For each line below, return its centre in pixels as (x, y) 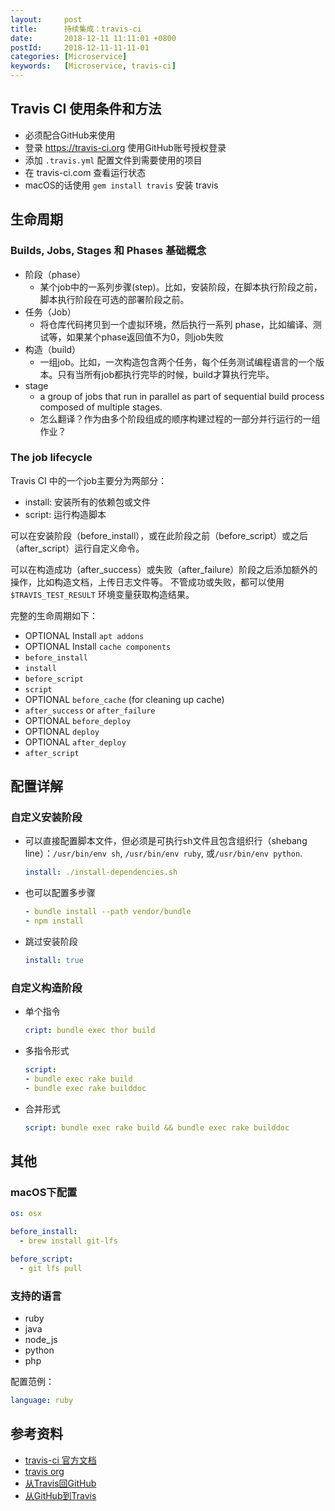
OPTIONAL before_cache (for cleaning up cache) (124, 699)
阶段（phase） (55, 274)
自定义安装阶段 (46, 818)
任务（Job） (50, 312)
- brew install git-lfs (68, 1241)
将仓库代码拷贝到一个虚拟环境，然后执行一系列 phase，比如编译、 (176, 324)
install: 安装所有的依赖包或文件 (88, 502)
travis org (44, 1471)
